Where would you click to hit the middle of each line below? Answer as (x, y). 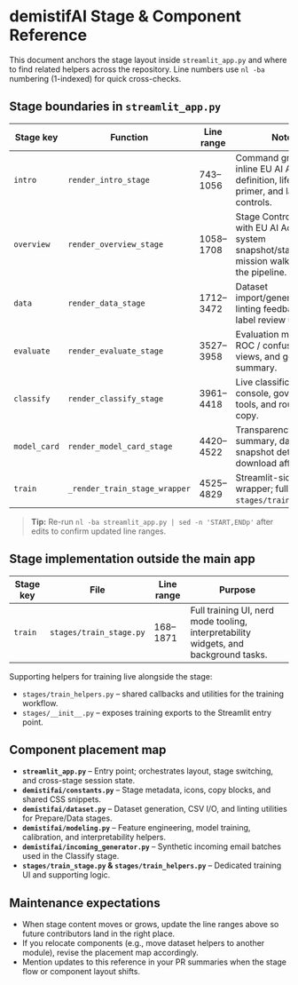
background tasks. (229, 655)
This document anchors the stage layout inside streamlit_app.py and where (148, 60)
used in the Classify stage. (71, 856)
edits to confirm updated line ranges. (98, 531)
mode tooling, (219, 621)
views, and (258, 356)
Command (257, 157)
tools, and (256, 404)
